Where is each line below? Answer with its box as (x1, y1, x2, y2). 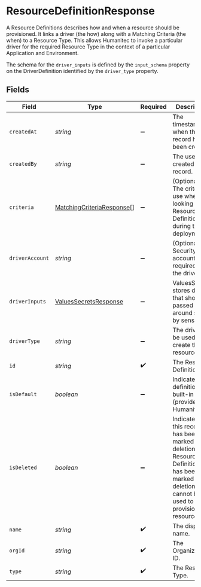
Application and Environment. (6, 49, 79, 56)
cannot (172, 489, 193, 498)
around (172, 308, 193, 317)
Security (172, 247, 196, 255)
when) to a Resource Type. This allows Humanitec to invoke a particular (6, 37, 183, 44)
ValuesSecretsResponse (54, 297, 124, 306)
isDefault (9, 391, 37, 397)
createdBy (9, 160, 37, 167)
